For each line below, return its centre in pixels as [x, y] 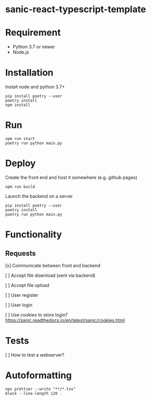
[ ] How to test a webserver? [35, 355]
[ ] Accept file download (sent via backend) [50, 275]
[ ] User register [22, 295]
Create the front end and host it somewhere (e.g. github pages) [71, 177]
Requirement [33, 33]
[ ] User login [19, 305]
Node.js [21, 52]
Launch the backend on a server [39, 196]
